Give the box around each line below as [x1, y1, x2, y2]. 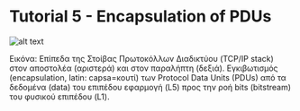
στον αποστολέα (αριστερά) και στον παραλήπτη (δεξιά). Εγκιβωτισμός [9, 63, 278, 73]
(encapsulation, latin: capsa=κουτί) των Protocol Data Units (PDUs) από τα [9, 72, 286, 82]
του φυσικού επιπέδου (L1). [9, 91, 110, 102]
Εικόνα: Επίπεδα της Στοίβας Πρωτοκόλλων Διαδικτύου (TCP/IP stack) [9, 53, 275, 64]
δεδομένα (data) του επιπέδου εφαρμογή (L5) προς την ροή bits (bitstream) [9, 81, 291, 92]
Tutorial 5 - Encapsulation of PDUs [9, 6, 272, 27]
